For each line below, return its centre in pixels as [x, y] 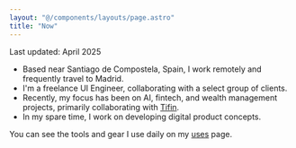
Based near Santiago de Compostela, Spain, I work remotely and [142, 69]
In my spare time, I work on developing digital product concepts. [142, 117]
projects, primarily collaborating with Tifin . [101, 107]
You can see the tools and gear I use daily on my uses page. [121, 134]
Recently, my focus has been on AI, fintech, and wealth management [150, 97]
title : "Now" [34, 26]
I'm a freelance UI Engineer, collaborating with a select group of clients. [155, 88]
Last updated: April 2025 [55, 51]
